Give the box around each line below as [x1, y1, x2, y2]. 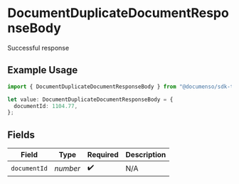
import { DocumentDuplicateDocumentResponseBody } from [7, 83, 176, 90]
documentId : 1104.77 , [14, 102, 78, 109]
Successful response [7, 43, 70, 52]
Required [87, 150, 119, 160]
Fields [7, 129, 36, 141]
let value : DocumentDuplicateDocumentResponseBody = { [7, 96, 174, 103]
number [54, 163, 80, 173]
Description [125, 150, 166, 160]
